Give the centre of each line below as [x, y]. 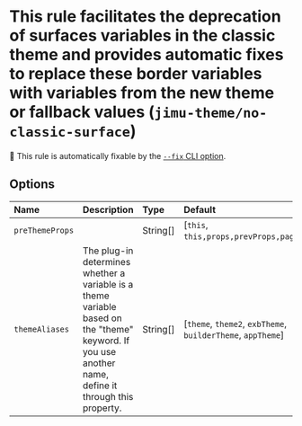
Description [108, 209]
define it [100, 386]
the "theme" [108, 329]
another [99, 363]
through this [108, 396]
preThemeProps [44, 230]
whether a [104, 273]
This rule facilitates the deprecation [145, 17]
